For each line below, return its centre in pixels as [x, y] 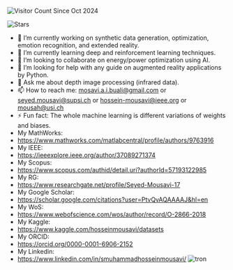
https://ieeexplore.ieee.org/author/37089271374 [86, 155]
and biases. [34, 125]
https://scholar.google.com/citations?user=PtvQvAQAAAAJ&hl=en [113, 200]
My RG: [28, 177]
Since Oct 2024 [76, 11]
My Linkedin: [36, 252]
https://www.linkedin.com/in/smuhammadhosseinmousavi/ [102, 259]
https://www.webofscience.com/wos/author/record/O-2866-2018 [112, 214]
